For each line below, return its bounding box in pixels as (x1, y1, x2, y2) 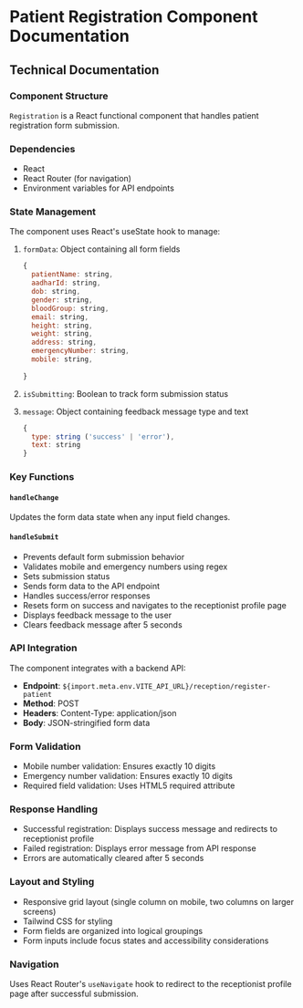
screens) (22, 906, 57, 917)
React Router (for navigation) (22, 173, 132, 184)
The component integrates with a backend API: (9, 662, 186, 673)
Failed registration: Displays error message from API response (22, 843, 257, 854)
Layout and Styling (9, 876, 95, 888)
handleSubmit (9, 532, 59, 542)
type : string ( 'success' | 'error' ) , (31, 431, 175, 442)
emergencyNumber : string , (31, 347, 130, 356)
